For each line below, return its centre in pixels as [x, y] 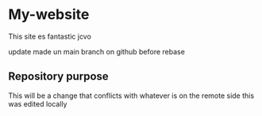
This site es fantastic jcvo [50, 36]
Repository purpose [58, 77]
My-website [49, 15]
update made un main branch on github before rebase [96, 51]
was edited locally [38, 103]
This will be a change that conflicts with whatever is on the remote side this [131, 95]
